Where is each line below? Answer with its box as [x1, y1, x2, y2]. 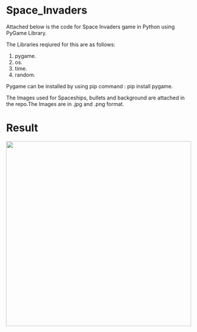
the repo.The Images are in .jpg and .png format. [6, 100, 124, 107]
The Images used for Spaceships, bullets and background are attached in [6, 94, 185, 101]
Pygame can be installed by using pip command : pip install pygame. [6, 82, 173, 89]
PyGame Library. [6, 29, 47, 36]
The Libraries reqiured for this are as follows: [6, 41, 115, 48]
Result [6, 121, 38, 135]
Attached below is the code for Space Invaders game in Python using [6, 23, 175, 30]
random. [14, 71, 35, 78]
